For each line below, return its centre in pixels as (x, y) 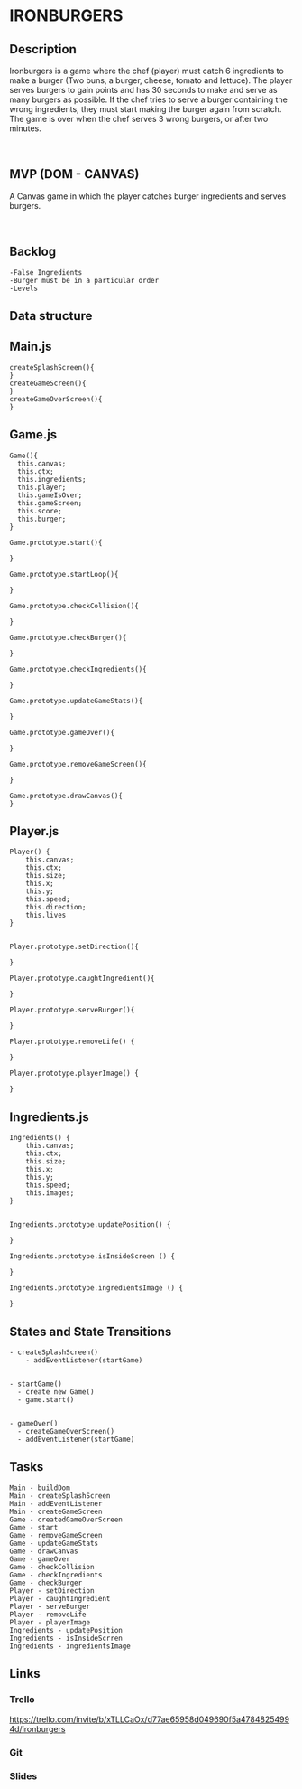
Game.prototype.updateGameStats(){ (76, 701)
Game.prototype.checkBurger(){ (68, 637)
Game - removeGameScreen (56, 1535)
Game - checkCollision (52, 1567)
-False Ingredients (46, 272)
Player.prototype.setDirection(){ (74, 947)
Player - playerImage (50, 1622)
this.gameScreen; (50, 503)
